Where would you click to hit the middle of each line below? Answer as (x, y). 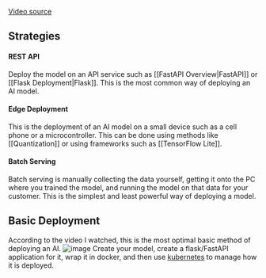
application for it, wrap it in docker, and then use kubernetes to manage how (133, 257)
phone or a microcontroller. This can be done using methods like (114, 135)
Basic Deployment (54, 221)
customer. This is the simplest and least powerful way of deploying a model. (132, 196)
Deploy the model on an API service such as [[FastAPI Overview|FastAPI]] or (133, 74)
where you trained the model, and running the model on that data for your (128, 188)
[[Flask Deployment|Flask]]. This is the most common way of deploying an (129, 82)
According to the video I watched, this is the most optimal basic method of (129, 240)
